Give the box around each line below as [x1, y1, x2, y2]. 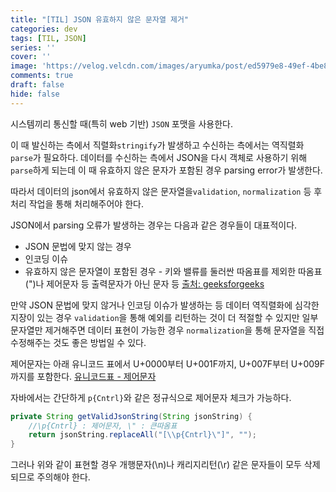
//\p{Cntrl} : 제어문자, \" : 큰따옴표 [28, 421, 178, 431]
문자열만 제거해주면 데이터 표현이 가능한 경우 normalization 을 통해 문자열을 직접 [10, 324, 325, 336]
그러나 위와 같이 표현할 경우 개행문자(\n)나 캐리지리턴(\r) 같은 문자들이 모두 [10, 459, 302, 471]
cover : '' [10, 52, 52, 62]
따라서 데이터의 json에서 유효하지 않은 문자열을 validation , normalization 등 [10, 185, 312, 197]
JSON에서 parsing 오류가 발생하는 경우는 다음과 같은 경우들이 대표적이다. [10, 219, 298, 231]
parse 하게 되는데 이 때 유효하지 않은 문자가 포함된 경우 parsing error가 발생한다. [10, 164, 323, 176]
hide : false [10, 89, 60, 99]
